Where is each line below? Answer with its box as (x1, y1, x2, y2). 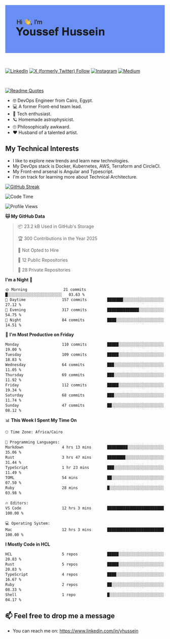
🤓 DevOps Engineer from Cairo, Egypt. (12, 97, 94, 104)
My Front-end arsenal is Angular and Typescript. (12, 169, 114, 175)
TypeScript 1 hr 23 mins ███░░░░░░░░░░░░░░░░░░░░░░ (5, 465, 164, 470)
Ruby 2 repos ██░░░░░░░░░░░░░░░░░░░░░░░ (5, 582, 164, 587)
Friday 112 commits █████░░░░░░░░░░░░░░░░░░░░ (5, 383, 164, 388)
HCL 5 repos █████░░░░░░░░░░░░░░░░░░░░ (5, 552, 164, 557)
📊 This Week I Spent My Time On (5, 417, 77, 423)
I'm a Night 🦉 (5, 277, 33, 283)
